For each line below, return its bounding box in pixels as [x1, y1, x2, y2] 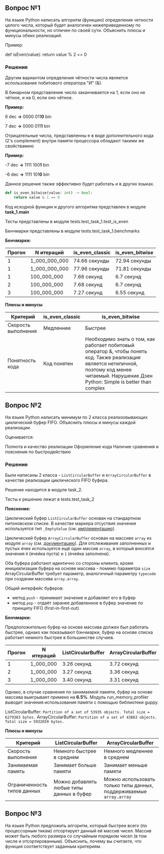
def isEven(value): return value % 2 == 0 [5, 51, 87, 57]
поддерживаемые [103, 788, 147, 795]
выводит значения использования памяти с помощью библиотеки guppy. [5, 699, 159, 705]
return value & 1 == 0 [14, 195, 60, 200]
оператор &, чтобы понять [85, 347, 147, 354]
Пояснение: [5, 506, 31, 511]
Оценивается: [5, 434, 34, 440]
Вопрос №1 [5, 4, 41, 12]
